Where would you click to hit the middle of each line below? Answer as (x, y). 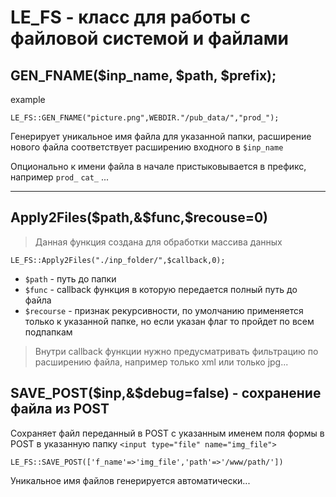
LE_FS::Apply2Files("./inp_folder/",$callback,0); (118, 260)
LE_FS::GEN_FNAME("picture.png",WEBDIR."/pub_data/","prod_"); (145, 118)
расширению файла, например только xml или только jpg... (161, 362)
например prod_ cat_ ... (60, 177)
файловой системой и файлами (149, 38)
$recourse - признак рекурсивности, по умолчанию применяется (164, 310)
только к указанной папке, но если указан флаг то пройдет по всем (169, 321)
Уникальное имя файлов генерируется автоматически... (130, 480)
